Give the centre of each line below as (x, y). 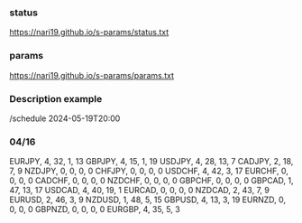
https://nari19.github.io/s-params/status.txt (89, 33)
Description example (56, 98)
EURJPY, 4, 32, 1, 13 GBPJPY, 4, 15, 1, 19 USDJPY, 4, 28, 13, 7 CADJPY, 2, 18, (151, 162)
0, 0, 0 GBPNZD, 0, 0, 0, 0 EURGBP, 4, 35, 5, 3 (95, 209)
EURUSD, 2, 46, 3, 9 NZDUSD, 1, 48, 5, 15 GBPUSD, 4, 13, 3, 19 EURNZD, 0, (148, 200)
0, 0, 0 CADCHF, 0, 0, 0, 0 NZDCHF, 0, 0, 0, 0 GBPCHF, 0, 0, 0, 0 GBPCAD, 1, (151, 181)
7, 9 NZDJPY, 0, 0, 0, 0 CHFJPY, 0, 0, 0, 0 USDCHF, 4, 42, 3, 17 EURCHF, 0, (149, 171)
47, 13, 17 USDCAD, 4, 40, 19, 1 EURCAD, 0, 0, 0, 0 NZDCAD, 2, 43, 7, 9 (140, 190)
